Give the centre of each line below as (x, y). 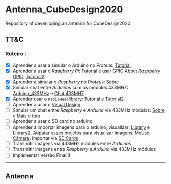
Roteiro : (16, 54)
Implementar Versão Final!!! (41, 155)
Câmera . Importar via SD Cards (45, 138)
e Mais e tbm (26, 116)
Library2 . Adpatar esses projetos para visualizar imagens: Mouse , (82, 133)
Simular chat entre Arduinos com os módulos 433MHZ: (70, 87)
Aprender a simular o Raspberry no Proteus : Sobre (66, 82)
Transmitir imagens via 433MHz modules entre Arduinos (72, 144)
